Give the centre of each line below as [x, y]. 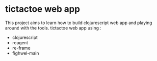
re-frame [21, 48]
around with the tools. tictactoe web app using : [53, 28]
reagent [20, 42]
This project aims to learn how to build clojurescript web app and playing [78, 23]
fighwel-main [26, 53]
